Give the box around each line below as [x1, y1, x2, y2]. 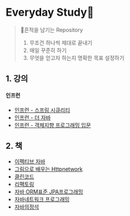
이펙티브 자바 [14, 158, 46, 165]
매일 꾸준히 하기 [29, 47, 67, 54]
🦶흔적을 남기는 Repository [20, 26, 84, 33]
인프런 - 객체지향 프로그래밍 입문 [14, 121, 91, 129]
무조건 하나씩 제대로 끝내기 [29, 39, 93, 46]
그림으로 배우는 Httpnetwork [14, 166, 83, 173]
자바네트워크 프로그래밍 [14, 196, 70, 203]
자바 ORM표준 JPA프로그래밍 [14, 188, 84, 195]
